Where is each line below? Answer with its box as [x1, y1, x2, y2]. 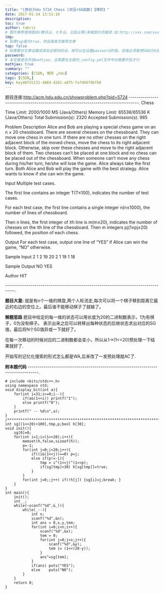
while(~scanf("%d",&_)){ [14, 503, 64, 508]
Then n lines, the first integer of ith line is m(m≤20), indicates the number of [5, 219, 158, 225]
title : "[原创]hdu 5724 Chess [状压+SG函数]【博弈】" [5, 7, 109, 12]
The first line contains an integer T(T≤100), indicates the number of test [5, 190, 149, 196]
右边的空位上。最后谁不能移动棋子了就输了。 [13, 303, 103, 309]
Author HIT [5, 272, 27, 278]
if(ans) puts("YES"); [31, 563, 76, 568]
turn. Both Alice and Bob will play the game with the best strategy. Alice [5, 165, 149, 172]
